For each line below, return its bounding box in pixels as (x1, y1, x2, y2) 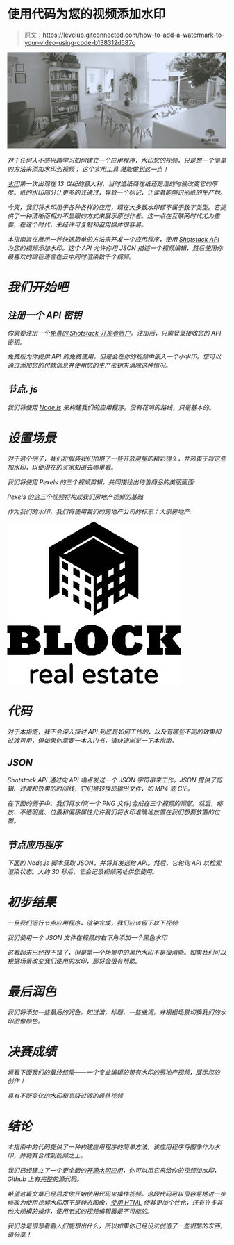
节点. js (7, 384, 38, 395)
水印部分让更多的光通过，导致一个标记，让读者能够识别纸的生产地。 (31, 188, 226, 197)
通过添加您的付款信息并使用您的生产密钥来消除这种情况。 (7, 361, 172, 369)
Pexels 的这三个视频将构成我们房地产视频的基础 (7, 493, 144, 501)
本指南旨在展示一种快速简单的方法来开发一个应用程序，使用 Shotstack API (7, 235, 220, 243)
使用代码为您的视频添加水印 (7, 6, 166, 22)
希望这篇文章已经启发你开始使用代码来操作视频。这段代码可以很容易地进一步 (7, 1189, 226, 1198)
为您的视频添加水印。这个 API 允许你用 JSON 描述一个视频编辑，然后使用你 (7, 244, 224, 252)
